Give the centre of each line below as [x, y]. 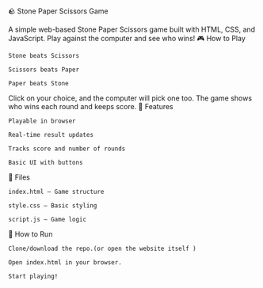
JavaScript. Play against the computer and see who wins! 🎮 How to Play [127, 38]
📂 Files [19, 177]
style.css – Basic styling [53, 206]
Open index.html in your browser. [65, 263]
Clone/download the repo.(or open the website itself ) [102, 248]
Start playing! [33, 276]
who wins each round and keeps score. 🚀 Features [91, 106]
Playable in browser [42, 121]
